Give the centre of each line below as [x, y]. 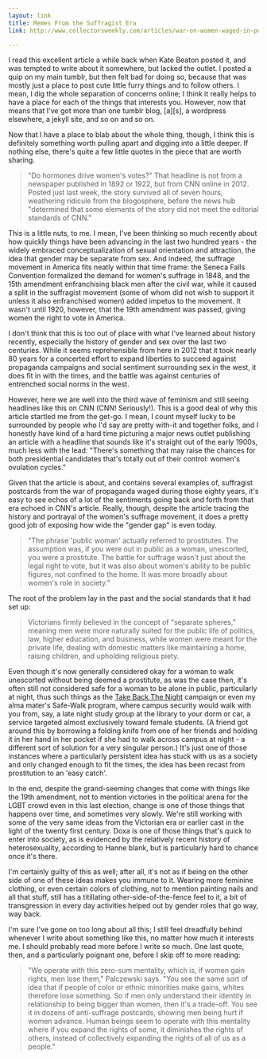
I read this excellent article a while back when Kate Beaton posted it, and [127, 60]
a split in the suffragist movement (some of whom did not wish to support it [131, 292]
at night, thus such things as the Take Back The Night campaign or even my [132, 697]
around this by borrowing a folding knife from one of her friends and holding [133, 731]
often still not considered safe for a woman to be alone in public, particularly [133, 688]
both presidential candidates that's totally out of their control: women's [124, 459]
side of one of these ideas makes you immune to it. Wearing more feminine [131, 881]
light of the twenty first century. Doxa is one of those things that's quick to [130, 831]
